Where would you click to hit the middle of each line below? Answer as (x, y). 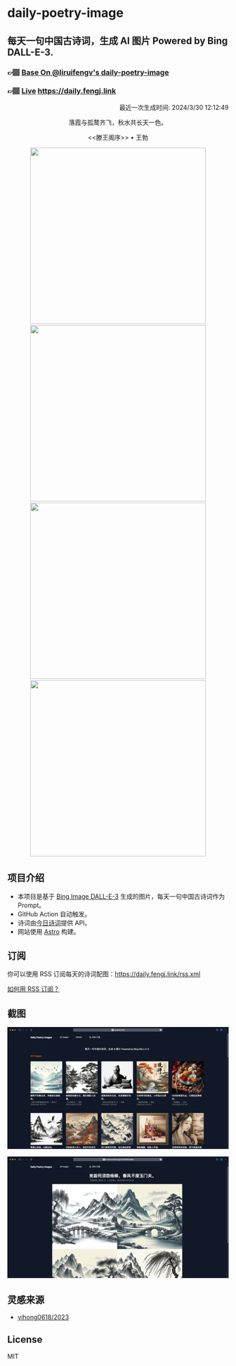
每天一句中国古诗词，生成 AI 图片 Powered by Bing (118, 41)
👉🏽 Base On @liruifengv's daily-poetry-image (88, 72)
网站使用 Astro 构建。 (48, 931)
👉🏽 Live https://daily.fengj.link (62, 91)
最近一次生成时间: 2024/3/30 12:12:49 (174, 107)
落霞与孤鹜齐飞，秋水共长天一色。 (118, 122)
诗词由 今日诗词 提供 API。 (54, 923)
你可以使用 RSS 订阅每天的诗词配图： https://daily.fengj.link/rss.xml (104, 974)
